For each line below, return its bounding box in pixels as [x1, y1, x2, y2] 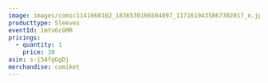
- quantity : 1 [15, 41, 62, 49]
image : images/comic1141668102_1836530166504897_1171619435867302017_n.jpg [8, 11, 266, 20]
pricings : [8, 33, 41, 42]
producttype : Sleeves [8, 19, 81, 27]
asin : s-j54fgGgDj [8, 56, 69, 64]
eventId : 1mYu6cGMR [8, 26, 73, 34]
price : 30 [22, 48, 56, 56]
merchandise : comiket [8, 63, 81, 71]
